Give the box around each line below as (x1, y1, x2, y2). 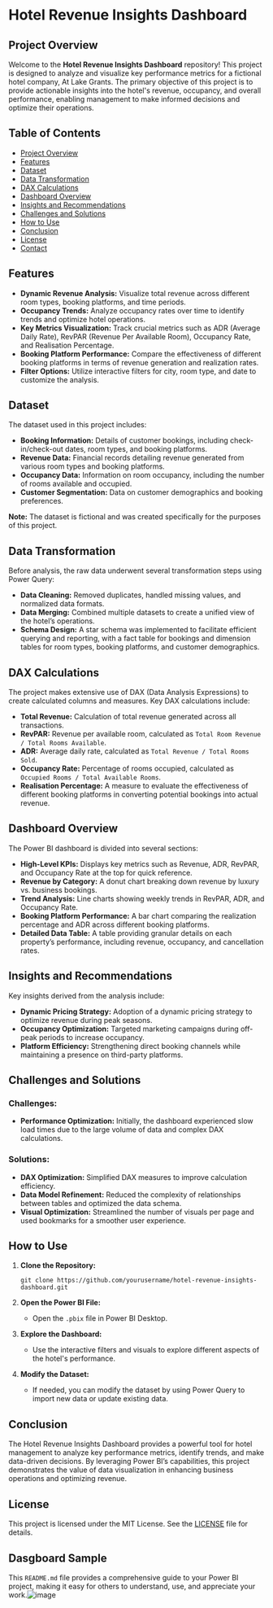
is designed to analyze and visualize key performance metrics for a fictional (8, 68, 262, 78)
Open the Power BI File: (19, 1298, 102, 1308)
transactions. (19, 720, 65, 730)
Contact (19, 243, 47, 253)
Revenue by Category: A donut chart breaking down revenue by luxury (19, 876, 260, 886)
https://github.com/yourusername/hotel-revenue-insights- (56, 1276, 258, 1285)
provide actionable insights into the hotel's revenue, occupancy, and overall (8, 85, 262, 95)
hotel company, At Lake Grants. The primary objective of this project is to (8, 77, 253, 86)
